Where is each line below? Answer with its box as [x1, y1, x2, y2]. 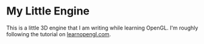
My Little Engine [6, 4, 90, 18]
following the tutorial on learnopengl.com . [6, 30, 111, 37]
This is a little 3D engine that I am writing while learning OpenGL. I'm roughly [6, 24, 199, 31]
